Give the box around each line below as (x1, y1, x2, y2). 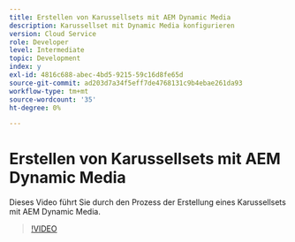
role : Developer (9, 37, 69, 47)
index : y (9, 63, 42, 72)
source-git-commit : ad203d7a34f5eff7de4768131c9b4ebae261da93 (9, 79, 243, 87)
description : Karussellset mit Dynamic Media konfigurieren (9, 21, 236, 30)
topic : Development (9, 54, 81, 63)
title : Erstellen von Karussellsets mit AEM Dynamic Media (9, 12, 231, 22)
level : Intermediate (9, 46, 86, 55)
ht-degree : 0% (9, 103, 62, 112)
